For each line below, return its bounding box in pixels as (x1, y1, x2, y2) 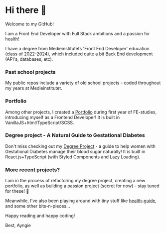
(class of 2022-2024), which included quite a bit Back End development (5, 51, 153, 57)
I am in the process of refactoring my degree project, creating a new (5, 178, 146, 184)
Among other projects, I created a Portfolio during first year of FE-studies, (5, 109, 157, 115)
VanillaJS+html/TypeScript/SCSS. (5, 119, 74, 125)
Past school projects (5, 68, 56, 75)
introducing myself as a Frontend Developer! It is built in (5, 114, 120, 120)
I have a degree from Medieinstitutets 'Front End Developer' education (5, 45, 150, 51)
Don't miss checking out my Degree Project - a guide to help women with (5, 143, 156, 149)
